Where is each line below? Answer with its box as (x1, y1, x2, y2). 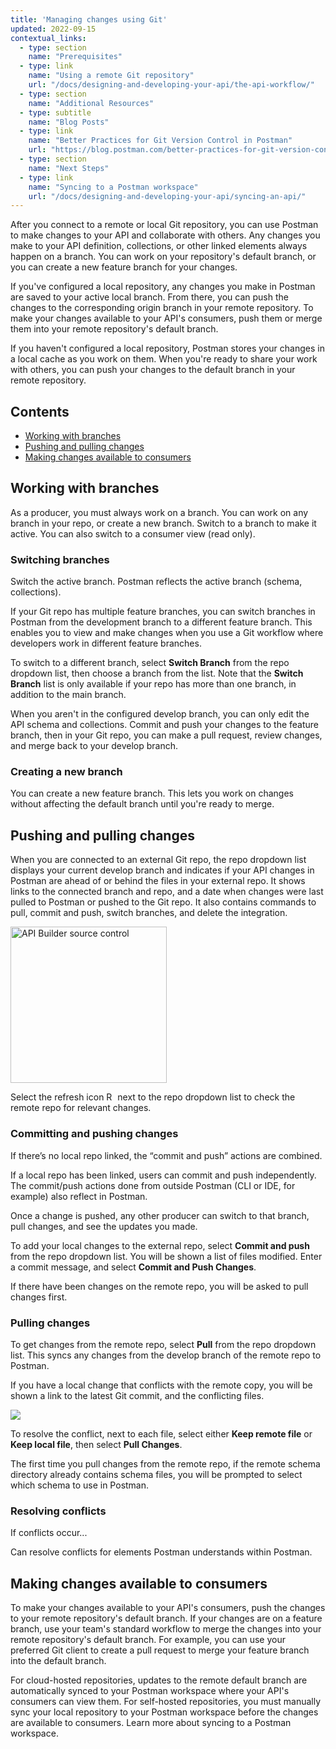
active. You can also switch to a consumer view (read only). (10, 527, 256, 540)
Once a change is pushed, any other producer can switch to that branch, (10, 1209, 310, 1221)
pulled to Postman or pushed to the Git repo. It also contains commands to (10, 896, 317, 908)
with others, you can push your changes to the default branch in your (10, 364, 296, 376)
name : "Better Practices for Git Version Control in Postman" (28, 136, 293, 146)
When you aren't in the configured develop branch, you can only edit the (10, 708, 310, 720)
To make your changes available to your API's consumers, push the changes (10, 1601, 326, 1613)
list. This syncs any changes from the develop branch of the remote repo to (10, 1349, 322, 1361)
